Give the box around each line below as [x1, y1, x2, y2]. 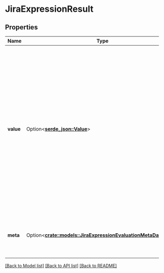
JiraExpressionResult [5, 3, 94, 15]
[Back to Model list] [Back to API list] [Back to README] [5, 263, 117, 269]
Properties [5, 23, 38, 31]
